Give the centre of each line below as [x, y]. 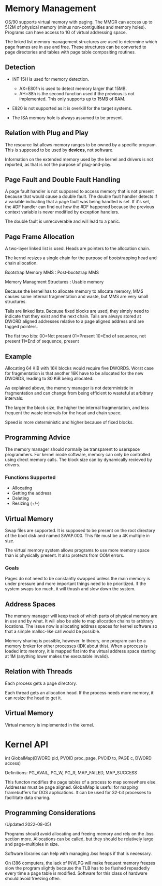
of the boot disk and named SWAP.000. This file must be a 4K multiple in [77, 535]
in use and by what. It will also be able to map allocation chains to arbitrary [79, 621]
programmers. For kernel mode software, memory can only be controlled [78, 454]
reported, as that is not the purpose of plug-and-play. [58, 164]
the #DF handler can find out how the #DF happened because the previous [80, 207]
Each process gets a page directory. [41, 683]
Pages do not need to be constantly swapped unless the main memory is [78, 579]
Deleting [20, 498]
